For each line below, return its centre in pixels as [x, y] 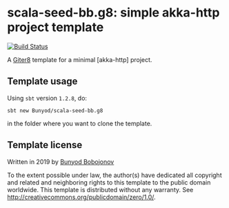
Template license [45, 145]
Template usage [42, 82]
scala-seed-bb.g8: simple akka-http [113, 13]
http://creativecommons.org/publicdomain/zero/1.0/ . [82, 197]
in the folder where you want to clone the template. [80, 123]
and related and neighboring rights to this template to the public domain [109, 182]
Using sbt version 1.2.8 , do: [47, 98]
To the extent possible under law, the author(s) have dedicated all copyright [114, 175]
